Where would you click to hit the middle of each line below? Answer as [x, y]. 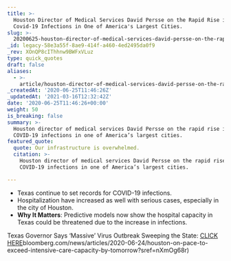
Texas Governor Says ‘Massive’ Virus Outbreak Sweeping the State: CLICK [113, 236]
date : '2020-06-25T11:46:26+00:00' [58, 103]
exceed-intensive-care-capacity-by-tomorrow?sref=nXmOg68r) [98, 250]
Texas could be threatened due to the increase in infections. [102, 222]
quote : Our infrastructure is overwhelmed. [76, 148]
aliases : [20, 71]
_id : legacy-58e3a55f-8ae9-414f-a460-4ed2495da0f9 [81, 45]
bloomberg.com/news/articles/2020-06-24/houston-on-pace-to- [115, 242]
